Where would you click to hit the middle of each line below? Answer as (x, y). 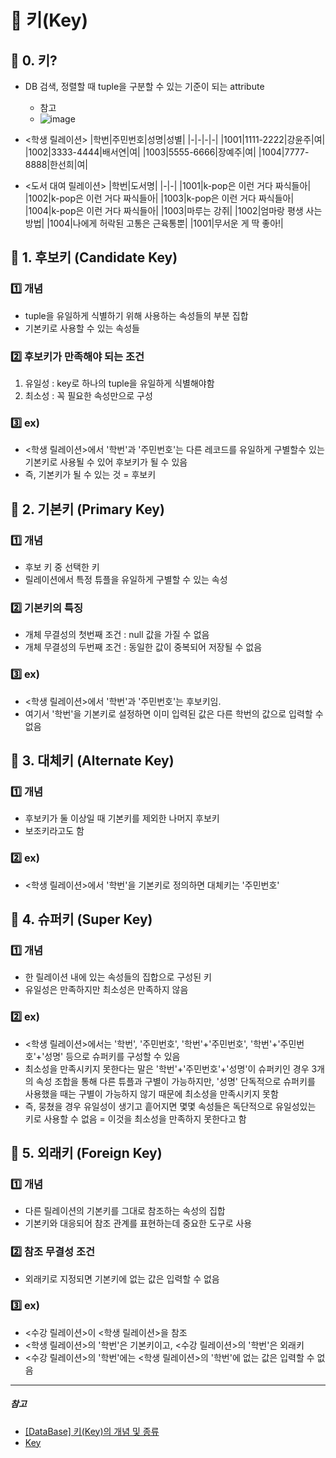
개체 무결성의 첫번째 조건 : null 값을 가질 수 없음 (117, 635)
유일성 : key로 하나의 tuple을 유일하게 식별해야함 (119, 383)
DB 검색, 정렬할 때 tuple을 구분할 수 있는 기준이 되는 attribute (144, 86)
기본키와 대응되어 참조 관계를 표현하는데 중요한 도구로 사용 (138, 1223)
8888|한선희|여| (56, 164)
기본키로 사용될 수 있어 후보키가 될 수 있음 (106, 462)
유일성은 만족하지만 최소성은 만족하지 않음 (106, 990)
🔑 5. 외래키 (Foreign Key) (86, 1152)
